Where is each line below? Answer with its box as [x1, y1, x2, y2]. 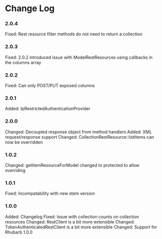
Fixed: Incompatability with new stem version [5, 191, 95, 196]
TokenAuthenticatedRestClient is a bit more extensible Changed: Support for [5, 224, 157, 230]
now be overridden [5, 139, 43, 145]
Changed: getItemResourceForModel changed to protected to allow [5, 162, 140, 168]
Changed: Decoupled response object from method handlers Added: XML [5, 129, 152, 135]
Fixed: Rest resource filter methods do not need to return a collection [5, 31, 143, 37]
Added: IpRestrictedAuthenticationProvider [5, 106, 90, 112]
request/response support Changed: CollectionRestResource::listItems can [5, 134, 154, 140]
